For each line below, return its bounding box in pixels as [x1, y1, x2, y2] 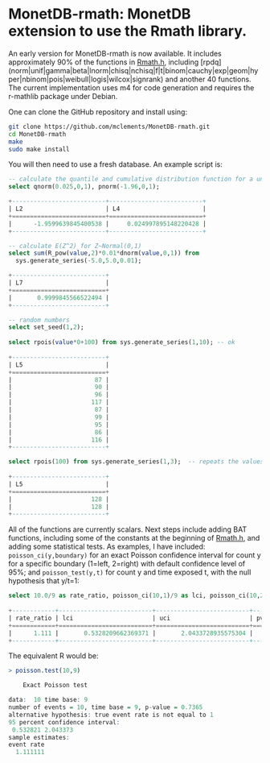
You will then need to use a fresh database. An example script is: [8, 160, 223, 169]
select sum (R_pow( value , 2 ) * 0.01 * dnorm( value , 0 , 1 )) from [8, 249, 199, 258]
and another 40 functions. [165, 74, 252, 84]
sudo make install [8, 145, 70, 153]
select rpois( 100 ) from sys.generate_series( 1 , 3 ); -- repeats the [8, 458, 239, 466]
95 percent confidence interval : [8, 718, 121, 726]
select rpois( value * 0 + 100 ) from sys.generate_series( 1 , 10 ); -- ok [8, 338, 235, 346]
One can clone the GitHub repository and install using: [8, 106, 187, 117]
